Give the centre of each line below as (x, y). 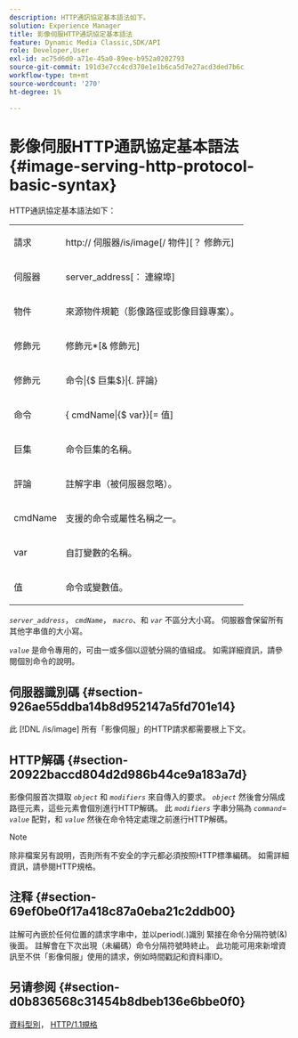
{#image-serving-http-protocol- (132, 166)
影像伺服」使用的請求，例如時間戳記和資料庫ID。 (137, 956)
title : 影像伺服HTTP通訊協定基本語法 (71, 34)
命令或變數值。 (97, 588)
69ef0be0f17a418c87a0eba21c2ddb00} (122, 912)
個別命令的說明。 (48, 661)
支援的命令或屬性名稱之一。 (124, 519)
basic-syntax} (63, 185)
